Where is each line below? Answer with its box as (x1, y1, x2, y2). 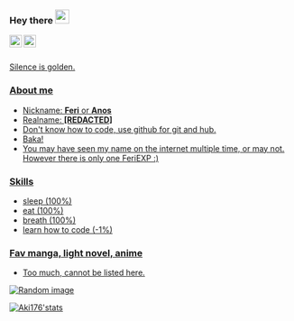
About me (9, 84, 54, 96)
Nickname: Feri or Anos (22, 105, 112, 115)
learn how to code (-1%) (22, 224, 113, 234)
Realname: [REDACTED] (22, 114, 113, 125)
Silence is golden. (9, 61, 76, 72)
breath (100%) (22, 215, 77, 225)
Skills (9, 175, 34, 188)
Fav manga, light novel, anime (9, 246, 143, 259)
